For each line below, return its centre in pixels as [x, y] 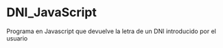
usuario [17, 38]
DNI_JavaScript [51, 13]
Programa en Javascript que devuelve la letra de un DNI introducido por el [111, 31]
